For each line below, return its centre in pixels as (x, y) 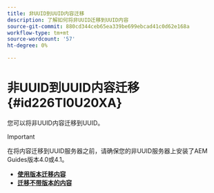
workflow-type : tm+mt (38, 33)
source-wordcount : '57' (41, 39)
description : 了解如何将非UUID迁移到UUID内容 (68, 20)
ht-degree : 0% (28, 45)
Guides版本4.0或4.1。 (38, 159)
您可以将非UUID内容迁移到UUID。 (56, 123)
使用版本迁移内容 (41, 174)
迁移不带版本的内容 (45, 183)
